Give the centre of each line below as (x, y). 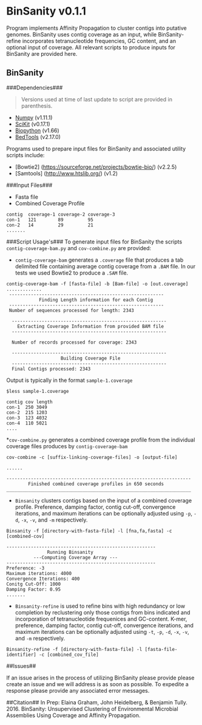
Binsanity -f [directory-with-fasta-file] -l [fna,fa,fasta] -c (89, 531)
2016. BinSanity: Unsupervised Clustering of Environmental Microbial (92, 709)
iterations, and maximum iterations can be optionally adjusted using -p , (104, 513)
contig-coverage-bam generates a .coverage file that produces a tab (99, 260)
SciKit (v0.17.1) (32, 124)
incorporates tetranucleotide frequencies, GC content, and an (99, 41)
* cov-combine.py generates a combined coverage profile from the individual (101, 440)
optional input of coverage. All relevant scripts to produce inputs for (91, 47)
